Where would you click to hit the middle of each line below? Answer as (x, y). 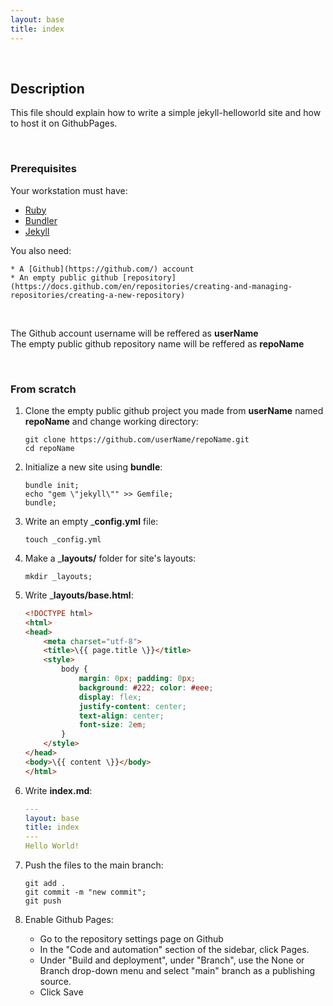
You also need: (41, 250)
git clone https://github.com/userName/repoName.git (137, 439)
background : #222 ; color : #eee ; (146, 687)
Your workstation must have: (69, 190)
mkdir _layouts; (58, 576)
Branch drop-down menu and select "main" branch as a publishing (177, 971)
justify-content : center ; (132, 706)
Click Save (61, 992)
